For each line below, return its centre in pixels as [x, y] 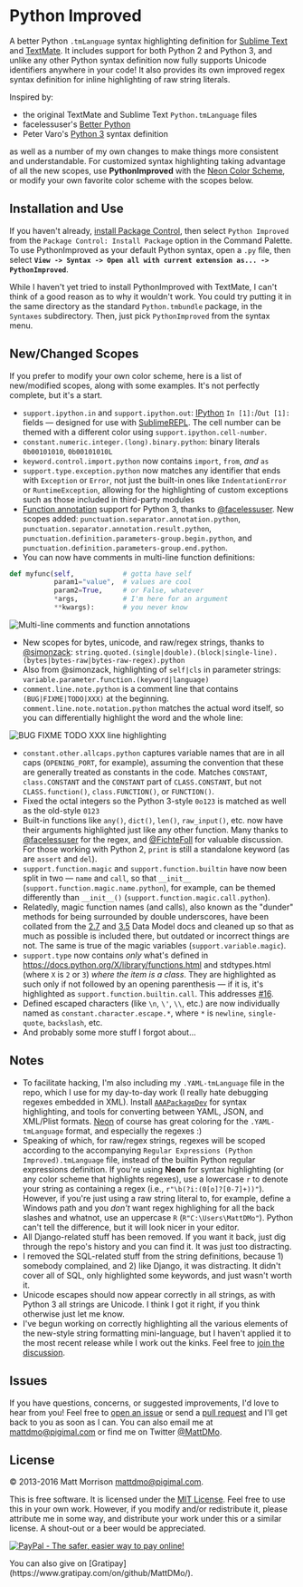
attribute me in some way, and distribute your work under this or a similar [146, 1519]
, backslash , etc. [73, 1022]
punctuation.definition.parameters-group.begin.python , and [137, 538]
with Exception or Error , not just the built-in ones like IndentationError [155, 480]
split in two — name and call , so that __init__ [107, 878]
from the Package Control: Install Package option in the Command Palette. [151, 240]
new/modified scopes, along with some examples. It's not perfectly [135, 385]
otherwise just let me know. [73, 1314]
